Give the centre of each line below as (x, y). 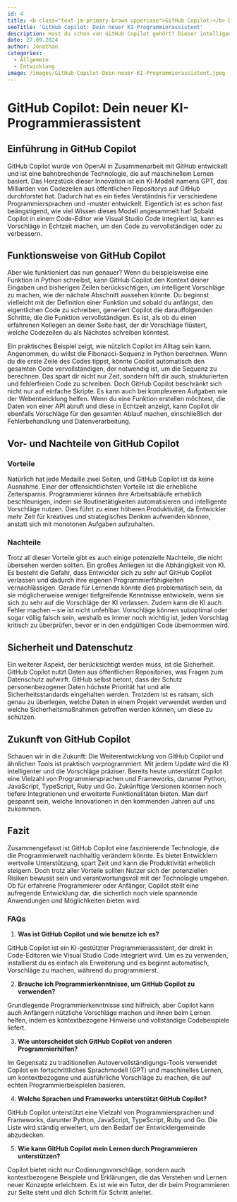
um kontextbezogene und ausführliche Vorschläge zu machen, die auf (109, 1078)
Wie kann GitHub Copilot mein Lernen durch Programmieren (107, 1149)
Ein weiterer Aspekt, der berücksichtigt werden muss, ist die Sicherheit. (111, 665)
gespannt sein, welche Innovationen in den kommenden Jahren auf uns (111, 801)
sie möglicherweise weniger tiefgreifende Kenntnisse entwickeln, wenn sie (116, 595)
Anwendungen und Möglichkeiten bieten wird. (74, 900)
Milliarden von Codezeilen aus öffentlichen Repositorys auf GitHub (104, 189)
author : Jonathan (33, 47)
